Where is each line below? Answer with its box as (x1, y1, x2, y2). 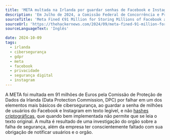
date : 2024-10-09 (5, 35, 42, 40)
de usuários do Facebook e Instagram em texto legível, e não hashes (5, 107, 149, 114)
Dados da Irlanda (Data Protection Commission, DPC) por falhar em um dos (5, 97, 162, 103)
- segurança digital (10, 73, 53, 78)
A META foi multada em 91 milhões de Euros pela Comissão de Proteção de (5, 91, 162, 98)
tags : (5, 40, 17, 45)
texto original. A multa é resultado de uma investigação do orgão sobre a (5, 118, 157, 124)
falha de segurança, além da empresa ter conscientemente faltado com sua (5, 123, 163, 129)
